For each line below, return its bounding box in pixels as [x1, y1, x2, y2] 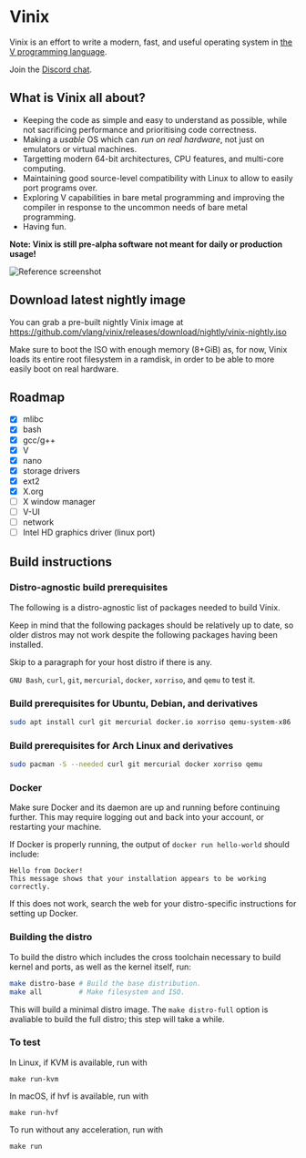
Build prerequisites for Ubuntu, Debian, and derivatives [9, 697, 258, 710]
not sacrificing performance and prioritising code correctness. [22, 124, 257, 135]
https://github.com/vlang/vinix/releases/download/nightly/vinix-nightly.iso [9, 326, 287, 337]
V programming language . [9, 46, 107, 56]
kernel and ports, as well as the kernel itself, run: [9, 961, 191, 972]
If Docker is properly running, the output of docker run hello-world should [9, 839, 290, 850]
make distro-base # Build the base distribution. [9, 979, 202, 988]
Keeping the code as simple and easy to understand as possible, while [22, 114, 288, 125]
